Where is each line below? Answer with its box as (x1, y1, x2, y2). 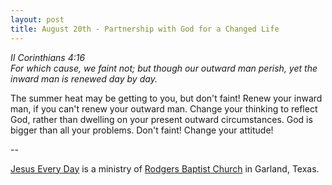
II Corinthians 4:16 (10, 51, 86, 63)
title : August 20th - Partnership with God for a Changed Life (10, 24, 280, 34)
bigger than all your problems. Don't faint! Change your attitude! (10, 124, 274, 136)
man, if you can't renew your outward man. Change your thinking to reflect (10, 102, 318, 115)
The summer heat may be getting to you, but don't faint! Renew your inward (10, 92, 323, 104)
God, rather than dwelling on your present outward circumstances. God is (10, 113, 313, 125)
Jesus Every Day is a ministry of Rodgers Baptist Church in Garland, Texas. (10, 162, 320, 175)
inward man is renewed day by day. (10, 72, 158, 85)
